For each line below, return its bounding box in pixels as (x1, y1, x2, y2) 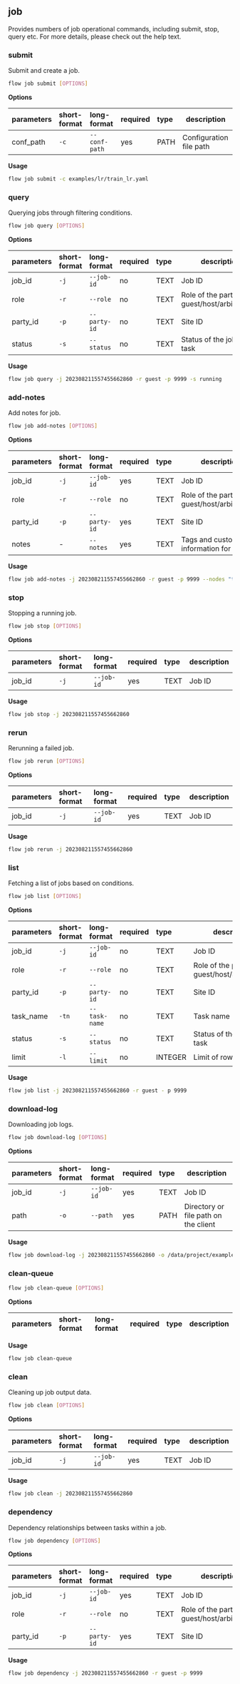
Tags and (181, 535, 212, 545)
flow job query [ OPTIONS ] (8, 223, 85, 230)
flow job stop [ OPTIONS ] (8, 623, 82, 630)
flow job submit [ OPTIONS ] (8, 80, 88, 88)
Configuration (182, 132, 229, 142)
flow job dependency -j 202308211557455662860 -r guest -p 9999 (8, 1670, 203, 1677)
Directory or (184, 1202, 225, 1212)
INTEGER (156, 1052, 187, 1062)
